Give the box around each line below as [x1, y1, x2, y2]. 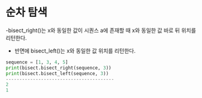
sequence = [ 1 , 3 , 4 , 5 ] [5, 59, 68, 65]
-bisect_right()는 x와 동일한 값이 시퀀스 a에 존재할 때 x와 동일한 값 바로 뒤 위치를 [5, 27, 197, 34]
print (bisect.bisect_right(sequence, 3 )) [5, 65, 112, 71]
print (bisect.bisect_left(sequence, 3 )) [5, 70, 109, 76]
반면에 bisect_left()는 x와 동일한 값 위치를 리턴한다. [14, 47, 136, 54]
